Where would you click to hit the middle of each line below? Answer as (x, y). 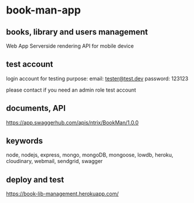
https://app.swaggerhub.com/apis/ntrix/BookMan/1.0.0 (72, 122)
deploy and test (35, 180)
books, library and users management (77, 32)
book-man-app (43, 10)
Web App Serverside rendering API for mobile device (70, 46)
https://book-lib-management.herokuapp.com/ (62, 194)
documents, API (36, 108)
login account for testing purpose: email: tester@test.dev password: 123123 (97, 78)
